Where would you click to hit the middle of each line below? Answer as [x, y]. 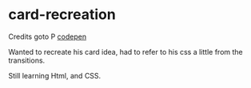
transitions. [27, 60]
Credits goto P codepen [47, 36]
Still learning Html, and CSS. [55, 75]
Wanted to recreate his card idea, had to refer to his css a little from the [125, 52]
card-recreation [62, 15]
